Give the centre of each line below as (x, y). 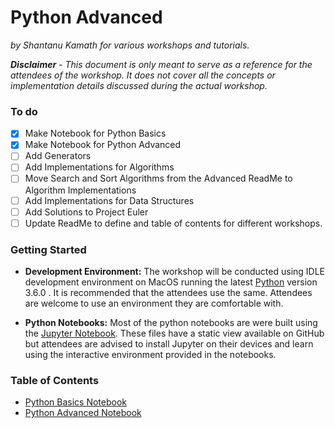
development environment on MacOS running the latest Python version (171, 282)
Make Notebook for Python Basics (95, 133)
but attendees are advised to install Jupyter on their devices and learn (169, 344)
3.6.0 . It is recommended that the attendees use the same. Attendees (168, 293)
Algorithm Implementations (80, 190)
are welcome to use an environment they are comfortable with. (154, 303)
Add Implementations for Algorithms (99, 167)
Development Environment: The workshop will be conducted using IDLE (175, 272)
